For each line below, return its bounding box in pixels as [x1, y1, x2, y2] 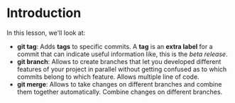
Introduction [6, 5, 82, 21]
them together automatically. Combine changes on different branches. [16, 87, 223, 96]
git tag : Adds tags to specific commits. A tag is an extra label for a [16, 42, 214, 50]
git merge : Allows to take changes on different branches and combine [16, 80, 222, 88]
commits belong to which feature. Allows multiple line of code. [16, 72, 200, 81]
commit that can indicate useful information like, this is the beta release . [16, 50, 228, 58]
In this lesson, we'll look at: [6, 28, 86, 37]
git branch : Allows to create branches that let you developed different [16, 57, 222, 65]
